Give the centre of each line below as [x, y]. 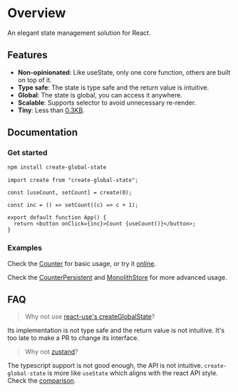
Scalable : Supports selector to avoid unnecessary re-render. [107, 102]
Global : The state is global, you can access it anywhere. [100, 95]
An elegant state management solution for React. [79, 33]
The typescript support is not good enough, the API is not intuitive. [105, 366]
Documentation [43, 133]
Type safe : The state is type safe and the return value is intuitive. [113, 88]
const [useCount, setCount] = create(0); [70, 193]
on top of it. [35, 80]
